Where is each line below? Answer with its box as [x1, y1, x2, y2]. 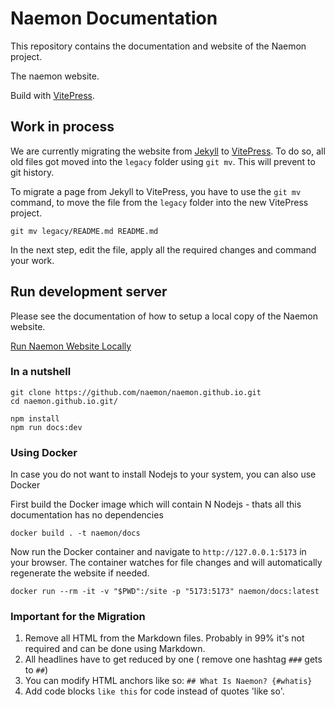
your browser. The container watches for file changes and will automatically [10, 557, 323, 569]
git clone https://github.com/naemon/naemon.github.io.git [10, 387, 262, 397]
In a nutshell [10, 365, 72, 379]
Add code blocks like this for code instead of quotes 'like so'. [24, 685, 285, 697]
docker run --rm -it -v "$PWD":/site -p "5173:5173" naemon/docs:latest [10, 587, 320, 597]
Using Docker [10, 445, 78, 459]
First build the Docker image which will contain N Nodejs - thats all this [10, 498, 302, 511]
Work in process [10, 118, 115, 136]
